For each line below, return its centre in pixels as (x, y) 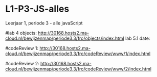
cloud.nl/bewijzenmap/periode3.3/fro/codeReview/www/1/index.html (78, 54)
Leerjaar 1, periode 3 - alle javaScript (44, 23)
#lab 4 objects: (21, 33)
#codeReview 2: (22, 63)
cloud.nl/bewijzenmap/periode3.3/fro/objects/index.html (65, 38)
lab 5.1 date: (138, 38)
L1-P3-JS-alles (37, 9)
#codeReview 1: (22, 48)
